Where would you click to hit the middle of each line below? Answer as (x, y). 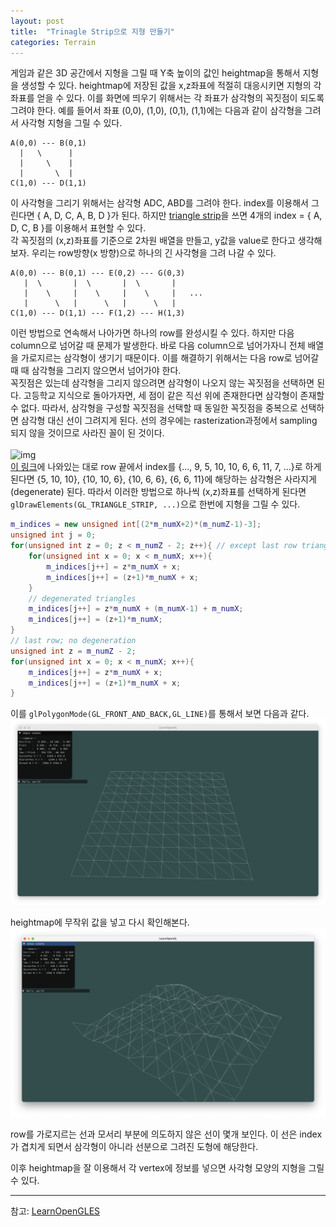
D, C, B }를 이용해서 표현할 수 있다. (78, 228)
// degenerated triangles (82, 598)
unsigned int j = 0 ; (53, 535)
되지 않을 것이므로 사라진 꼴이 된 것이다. (87, 433)
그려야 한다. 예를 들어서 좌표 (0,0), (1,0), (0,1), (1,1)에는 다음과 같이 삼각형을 (156, 111)
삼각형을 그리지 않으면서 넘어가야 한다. (106, 371)
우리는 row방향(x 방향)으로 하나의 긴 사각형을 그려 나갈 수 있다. (154, 253)
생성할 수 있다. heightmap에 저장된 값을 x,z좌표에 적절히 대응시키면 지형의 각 (171, 86)
